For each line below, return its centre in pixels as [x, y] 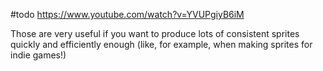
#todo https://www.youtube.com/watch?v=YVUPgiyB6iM [127, 14]
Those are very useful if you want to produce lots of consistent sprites [155, 33]
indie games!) [38, 55]
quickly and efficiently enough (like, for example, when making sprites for [161, 44]
